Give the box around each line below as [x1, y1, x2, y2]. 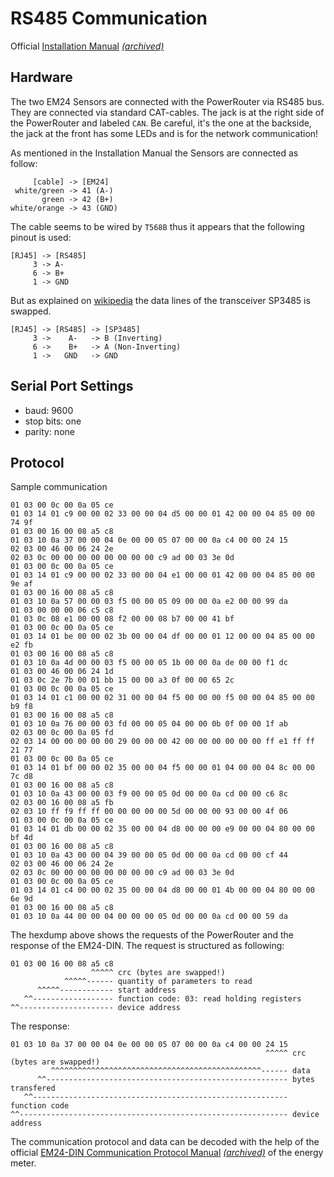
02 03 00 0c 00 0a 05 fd [10, 728, 114, 738]
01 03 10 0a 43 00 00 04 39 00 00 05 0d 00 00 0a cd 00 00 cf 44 [10, 850, 288, 861]
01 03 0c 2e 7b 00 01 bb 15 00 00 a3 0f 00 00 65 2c [10, 675, 235, 686]
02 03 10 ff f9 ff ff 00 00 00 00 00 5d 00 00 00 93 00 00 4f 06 [10, 807, 288, 817]
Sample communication [10, 481, 108, 493]
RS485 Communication [10, 7, 208, 30]
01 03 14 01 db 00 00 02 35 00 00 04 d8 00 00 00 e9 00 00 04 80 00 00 [10, 824, 315, 834]
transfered [10, 1083, 56, 1094]
